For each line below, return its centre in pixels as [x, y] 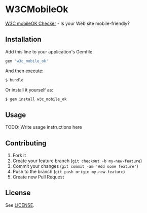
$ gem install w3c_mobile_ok [36, 99]
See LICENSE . [20, 205]
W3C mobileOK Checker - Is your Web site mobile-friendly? [68, 23]
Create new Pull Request [38, 177]
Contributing [26, 143]
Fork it [19, 155]
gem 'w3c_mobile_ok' [27, 61]
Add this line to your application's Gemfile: [49, 51]
